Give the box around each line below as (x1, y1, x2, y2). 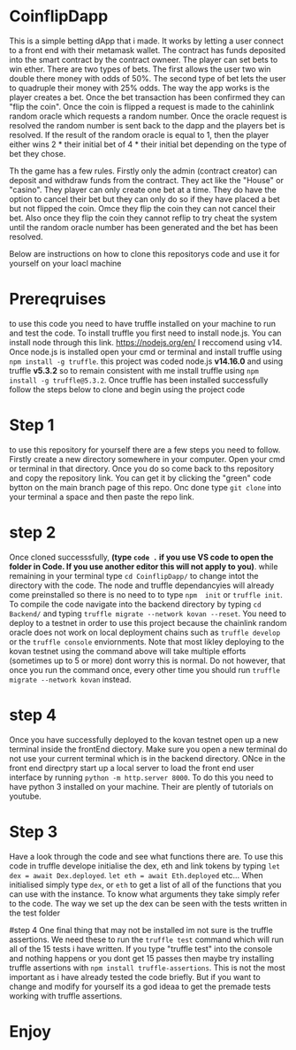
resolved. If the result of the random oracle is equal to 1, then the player (9, 129, 269, 140)
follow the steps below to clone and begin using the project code (9, 383, 246, 395)
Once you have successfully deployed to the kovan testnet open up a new (9, 734, 278, 745)
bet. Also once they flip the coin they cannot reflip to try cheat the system (9, 212, 277, 223)
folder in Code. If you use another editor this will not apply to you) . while (9, 560, 278, 572)
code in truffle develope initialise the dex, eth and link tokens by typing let (9, 861, 281, 871)
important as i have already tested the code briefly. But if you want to (9, 971, 261, 982)
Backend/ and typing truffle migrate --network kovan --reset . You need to (9, 608, 287, 619)
